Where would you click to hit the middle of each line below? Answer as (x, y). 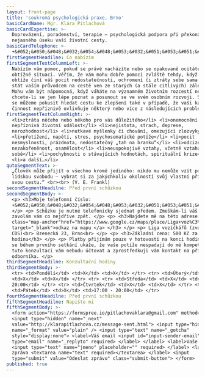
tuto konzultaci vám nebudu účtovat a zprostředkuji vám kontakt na (101, 251)
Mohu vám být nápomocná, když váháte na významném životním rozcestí (102, 92)
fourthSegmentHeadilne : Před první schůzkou (64, 296)
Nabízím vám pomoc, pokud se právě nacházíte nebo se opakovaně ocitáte (106, 69)
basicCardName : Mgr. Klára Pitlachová (56, 23)
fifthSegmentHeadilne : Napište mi (50, 302)
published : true (27, 364)
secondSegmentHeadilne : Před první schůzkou (64, 188)
